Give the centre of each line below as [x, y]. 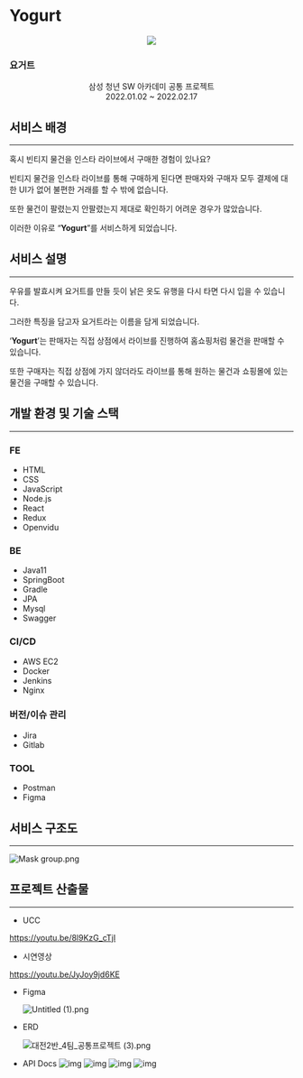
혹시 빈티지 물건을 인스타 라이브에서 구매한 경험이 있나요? [110, 160]
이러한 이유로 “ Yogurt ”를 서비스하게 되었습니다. [93, 228]
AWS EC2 [40, 661]
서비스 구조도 [44, 828]
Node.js [37, 498]
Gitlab [33, 744]
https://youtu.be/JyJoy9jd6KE [64, 974]
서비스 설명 [38, 259]
